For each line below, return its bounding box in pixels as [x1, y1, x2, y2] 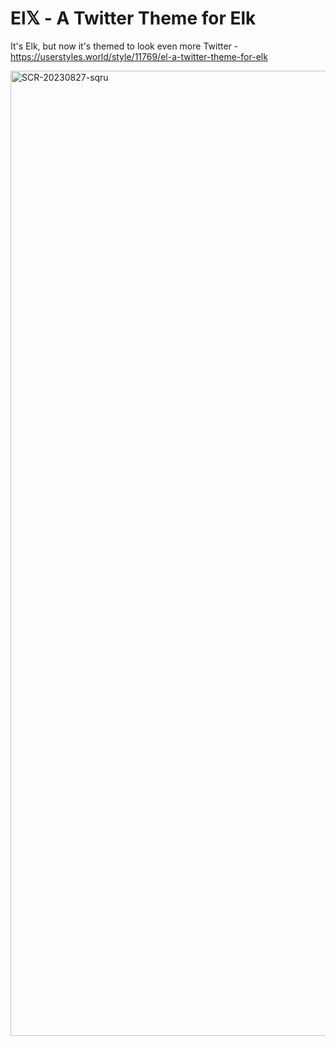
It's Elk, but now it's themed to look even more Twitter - [10, 40, 239, 52]
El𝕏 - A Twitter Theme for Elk [10, 7, 257, 30]
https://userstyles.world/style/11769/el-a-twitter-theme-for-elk [10, 50, 268, 62]
